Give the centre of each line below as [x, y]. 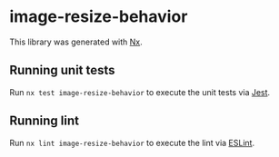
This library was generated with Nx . [76, 42]
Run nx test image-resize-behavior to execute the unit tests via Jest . [140, 92]
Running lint [45, 121]
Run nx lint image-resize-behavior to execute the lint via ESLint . [132, 142]
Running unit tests [62, 70]
